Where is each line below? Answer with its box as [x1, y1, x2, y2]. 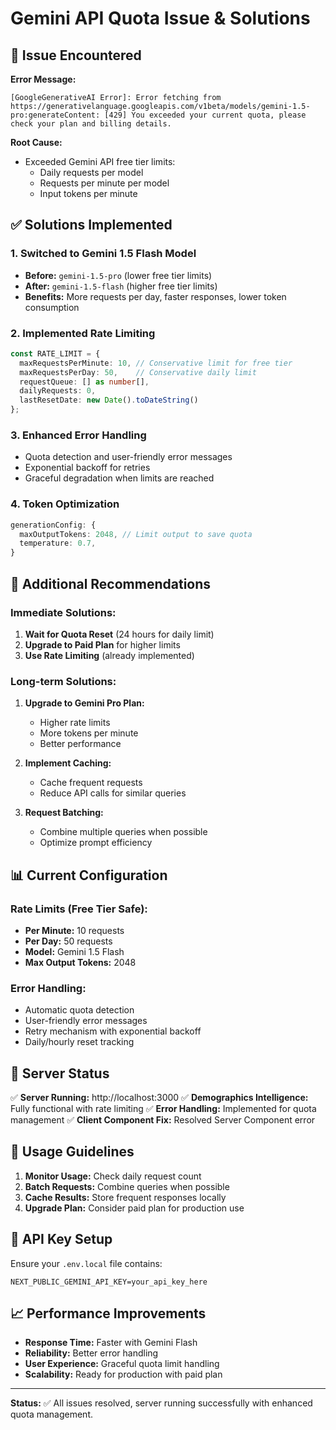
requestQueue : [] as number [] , [19, 377, 150, 387]
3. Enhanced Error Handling [10, 428, 147, 442]
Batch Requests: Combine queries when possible [24, 1180, 230, 1192]
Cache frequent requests [39, 777, 143, 789]
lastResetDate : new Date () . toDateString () [19, 395, 199, 406]
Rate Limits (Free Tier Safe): [10, 902, 148, 916]
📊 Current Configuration [10, 867, 168, 884]
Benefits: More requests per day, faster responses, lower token [24, 290, 287, 302]
